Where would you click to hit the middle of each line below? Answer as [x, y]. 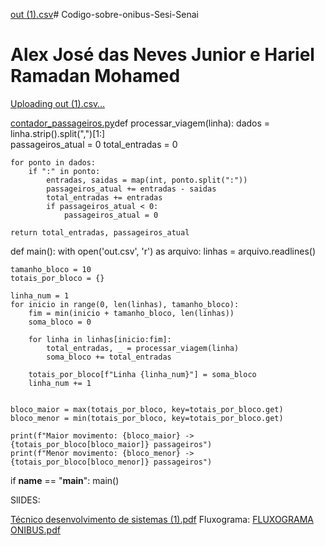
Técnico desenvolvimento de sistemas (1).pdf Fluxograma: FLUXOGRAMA [162, 519]
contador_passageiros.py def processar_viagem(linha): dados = [140, 123]
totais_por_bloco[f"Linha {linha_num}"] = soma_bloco [142, 374]
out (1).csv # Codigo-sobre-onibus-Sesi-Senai [104, 14]
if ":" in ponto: [64, 171]
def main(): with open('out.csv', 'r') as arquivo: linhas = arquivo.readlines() [163, 251]
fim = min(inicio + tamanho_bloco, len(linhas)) [131, 313]
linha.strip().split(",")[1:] [58, 133]
